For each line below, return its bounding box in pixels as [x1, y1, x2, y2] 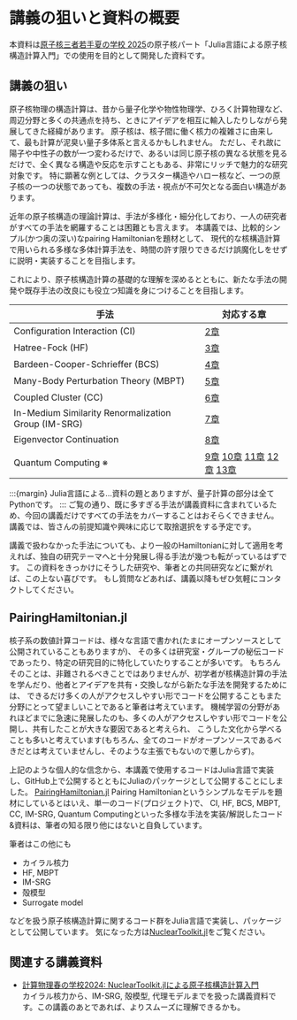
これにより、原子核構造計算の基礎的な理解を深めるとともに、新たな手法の [9, 273, 280, 284]
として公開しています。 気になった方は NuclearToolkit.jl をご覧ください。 [9, 926, 270, 937]
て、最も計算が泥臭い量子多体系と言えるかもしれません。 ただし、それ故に [9, 136, 282, 147]
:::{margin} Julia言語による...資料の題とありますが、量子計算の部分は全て [9, 487, 275, 498]
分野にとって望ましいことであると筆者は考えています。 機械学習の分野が [9, 701, 273, 712]
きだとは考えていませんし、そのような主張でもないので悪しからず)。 [9, 745, 259, 756]
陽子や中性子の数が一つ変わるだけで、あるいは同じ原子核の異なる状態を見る [9, 148, 288, 158]
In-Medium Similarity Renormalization [13, 406, 171, 418]
